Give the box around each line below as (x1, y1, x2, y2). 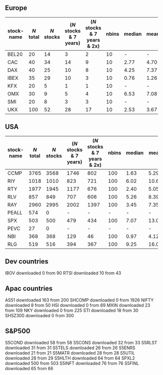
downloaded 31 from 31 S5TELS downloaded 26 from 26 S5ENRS (5, 345, 136, 351)
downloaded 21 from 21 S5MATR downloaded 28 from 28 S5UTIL (5, 350, 135, 356)
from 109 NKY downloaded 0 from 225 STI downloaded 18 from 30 (5, 307, 139, 313)
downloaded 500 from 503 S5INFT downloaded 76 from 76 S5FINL (5, 360, 139, 366)
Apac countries (5, 284, 53, 292)
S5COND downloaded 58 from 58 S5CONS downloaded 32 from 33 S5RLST (5, 340, 158, 346)
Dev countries (5, 257, 49, 266)
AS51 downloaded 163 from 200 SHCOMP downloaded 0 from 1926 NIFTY (5, 297, 154, 303)
